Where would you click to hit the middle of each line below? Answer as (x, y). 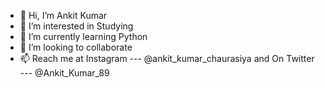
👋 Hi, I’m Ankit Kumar (63, 15)
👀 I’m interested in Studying (76, 26)
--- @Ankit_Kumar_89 (64, 73)
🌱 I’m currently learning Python (83, 36)
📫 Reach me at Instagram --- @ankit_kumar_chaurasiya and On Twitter (167, 58)
